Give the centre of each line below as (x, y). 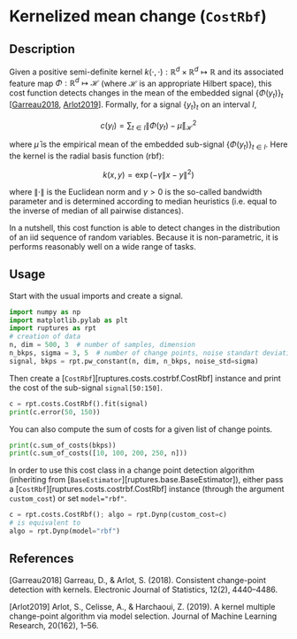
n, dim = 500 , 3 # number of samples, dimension (103, 345)
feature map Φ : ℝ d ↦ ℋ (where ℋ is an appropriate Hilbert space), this (141, 82)
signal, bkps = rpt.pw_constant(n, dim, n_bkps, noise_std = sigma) (134, 361)
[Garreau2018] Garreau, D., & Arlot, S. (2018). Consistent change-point (138, 580)
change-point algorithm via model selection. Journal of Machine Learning (143, 616)
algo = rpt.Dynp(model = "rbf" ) (65, 531)
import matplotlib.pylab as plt (69, 320)
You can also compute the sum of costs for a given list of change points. (141, 429)
